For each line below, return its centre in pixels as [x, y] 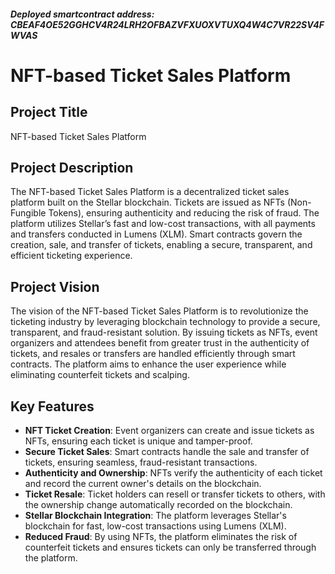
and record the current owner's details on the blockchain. [143, 484]
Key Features [52, 406]
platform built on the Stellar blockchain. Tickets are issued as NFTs [148, 202]
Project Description [72, 167]
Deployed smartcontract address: [82, 14]
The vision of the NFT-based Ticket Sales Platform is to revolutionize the [159, 311]
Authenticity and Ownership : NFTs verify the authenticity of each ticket [173, 473]
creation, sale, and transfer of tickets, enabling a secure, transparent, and [161, 245]
